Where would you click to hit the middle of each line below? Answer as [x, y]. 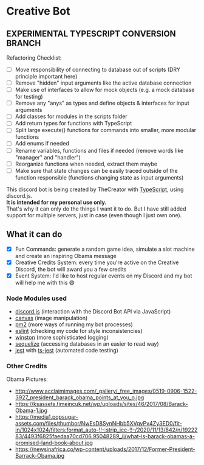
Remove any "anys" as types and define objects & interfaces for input [102, 103]
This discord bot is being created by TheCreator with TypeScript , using [95, 189]
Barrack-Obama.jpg [40, 456]
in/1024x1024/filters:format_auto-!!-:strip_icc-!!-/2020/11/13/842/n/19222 [106, 430]
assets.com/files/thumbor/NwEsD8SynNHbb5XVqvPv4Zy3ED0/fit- [98, 424]
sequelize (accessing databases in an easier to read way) [87, 344]
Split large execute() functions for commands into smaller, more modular [106, 130]
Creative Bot [39, 11]
